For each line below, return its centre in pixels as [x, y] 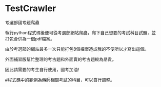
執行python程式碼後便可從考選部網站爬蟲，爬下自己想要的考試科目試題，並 [80, 32]
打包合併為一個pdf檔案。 [30, 39]
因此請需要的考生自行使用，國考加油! [42, 69]
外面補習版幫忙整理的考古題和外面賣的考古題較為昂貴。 [60, 59]
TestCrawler [30, 8]
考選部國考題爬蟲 [22, 22]
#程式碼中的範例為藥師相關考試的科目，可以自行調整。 [60, 80]
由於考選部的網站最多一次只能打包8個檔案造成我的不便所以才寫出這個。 [77, 49]
